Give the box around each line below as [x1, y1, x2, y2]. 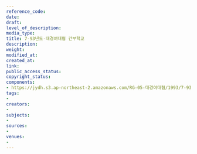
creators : [6, 101, 30, 107]
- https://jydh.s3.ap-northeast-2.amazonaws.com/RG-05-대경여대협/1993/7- [6, 85, 186, 91]
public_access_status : [6, 69, 62, 74]
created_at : [6, 57, 35, 63]
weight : [6, 47, 25, 53]
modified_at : [6, 52, 38, 58]
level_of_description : [6, 25, 62, 31]
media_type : [6, 30, 35, 36]
